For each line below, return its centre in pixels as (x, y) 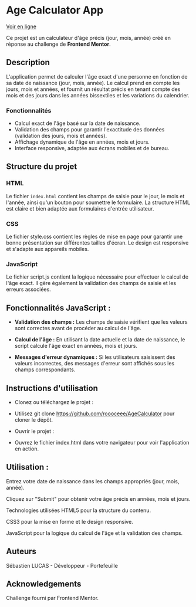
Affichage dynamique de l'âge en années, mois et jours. (82, 142)
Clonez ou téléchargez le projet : (54, 402)
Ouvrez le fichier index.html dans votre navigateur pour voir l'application (102, 442)
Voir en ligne (21, 26)
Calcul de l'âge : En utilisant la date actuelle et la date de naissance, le (100, 340)
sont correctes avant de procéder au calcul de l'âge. (78, 328)
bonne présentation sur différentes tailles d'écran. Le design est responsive (97, 243)
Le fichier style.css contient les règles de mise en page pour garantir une (94, 237)
